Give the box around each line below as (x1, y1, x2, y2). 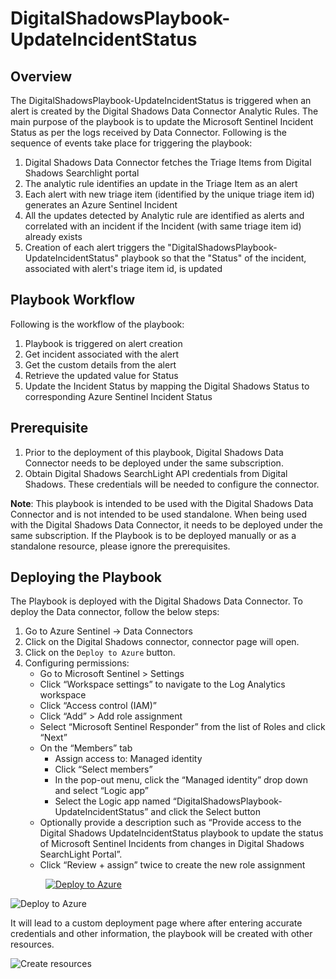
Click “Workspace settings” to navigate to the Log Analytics (39, 678, 286, 691)
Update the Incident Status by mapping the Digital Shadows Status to (24, 380, 310, 392)
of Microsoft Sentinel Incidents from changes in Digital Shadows (39, 838, 305, 850)
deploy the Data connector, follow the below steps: (10, 606, 220, 618)
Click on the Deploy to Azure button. (24, 647, 176, 659)
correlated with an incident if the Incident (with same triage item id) (24, 220, 302, 232)
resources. (10, 938, 55, 951)
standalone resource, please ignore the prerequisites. (10, 540, 231, 552)
